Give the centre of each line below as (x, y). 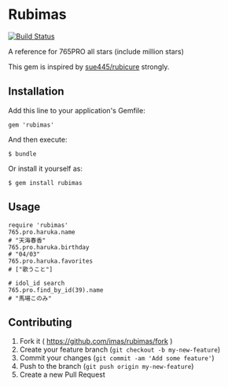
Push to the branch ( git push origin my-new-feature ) (107, 367)
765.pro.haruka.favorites (50, 261)
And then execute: (38, 139)
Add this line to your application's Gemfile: (77, 110)
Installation (36, 92)
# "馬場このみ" (30, 298)
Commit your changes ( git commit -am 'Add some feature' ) (117, 358)
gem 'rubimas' (31, 125)
